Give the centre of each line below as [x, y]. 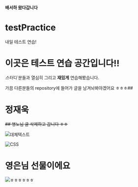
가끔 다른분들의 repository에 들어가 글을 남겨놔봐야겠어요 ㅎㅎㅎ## [69, 88]
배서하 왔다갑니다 [22, 7]
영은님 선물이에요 [38, 166]
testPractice [31, 27]
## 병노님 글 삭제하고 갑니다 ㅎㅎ [36, 124]
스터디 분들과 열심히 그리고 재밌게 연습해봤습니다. [52, 78]
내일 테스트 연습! [21, 42]
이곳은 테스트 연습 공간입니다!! [62, 63]
